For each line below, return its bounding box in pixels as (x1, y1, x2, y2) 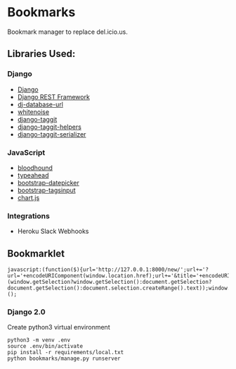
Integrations (7, 211, 51, 220)
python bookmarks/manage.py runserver (7, 355, 121, 363)
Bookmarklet (7, 247, 65, 259)
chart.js (17, 193, 40, 201)
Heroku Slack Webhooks (17, 227, 89, 236)
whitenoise (17, 107, 50, 116)
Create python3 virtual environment (7, 323, 110, 332)
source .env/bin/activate (7, 343, 83, 350)
